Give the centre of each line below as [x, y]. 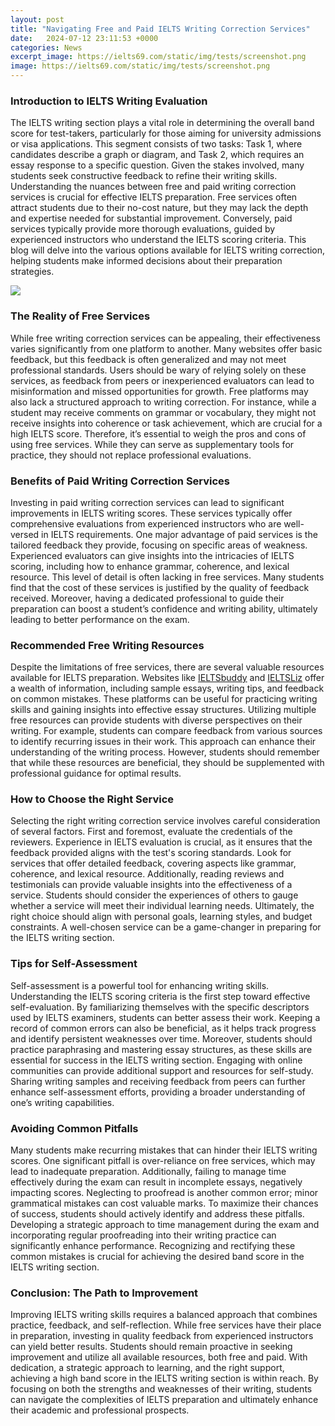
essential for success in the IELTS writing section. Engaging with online [156, 1060]
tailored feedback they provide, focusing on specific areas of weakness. [159, 545]
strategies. [32, 272]
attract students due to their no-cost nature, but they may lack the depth [159, 208]
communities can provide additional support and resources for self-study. [162, 1070]
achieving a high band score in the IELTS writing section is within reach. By [164, 1378]
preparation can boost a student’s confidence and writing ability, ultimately [164, 608]
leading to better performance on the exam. [100, 619]
